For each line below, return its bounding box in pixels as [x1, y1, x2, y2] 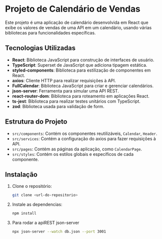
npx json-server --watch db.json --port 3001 [12, 229, 106, 234]
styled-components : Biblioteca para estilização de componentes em [12, 67, 151, 73]
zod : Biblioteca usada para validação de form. [12, 103, 105, 109]
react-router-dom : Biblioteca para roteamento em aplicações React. [12, 93, 150, 99]
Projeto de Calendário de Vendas [5, 3, 141, 15]
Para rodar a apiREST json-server [12, 220, 79, 226]
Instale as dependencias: [12, 202, 62, 207]
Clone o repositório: [12, 184, 52, 189]
